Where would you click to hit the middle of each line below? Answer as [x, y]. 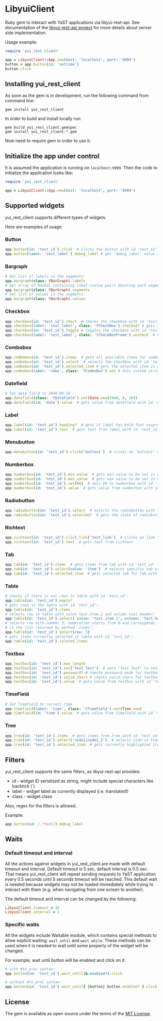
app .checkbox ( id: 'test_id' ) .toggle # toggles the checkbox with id [76, 330]
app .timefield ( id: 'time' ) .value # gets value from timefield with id [79, 713]
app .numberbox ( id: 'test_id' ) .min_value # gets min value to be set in [80, 475]
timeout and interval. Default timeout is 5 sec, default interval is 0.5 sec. [77, 869]
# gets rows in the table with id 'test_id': [52, 605]
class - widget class [32, 796]
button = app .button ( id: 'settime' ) [42, 64]
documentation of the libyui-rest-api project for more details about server [78, 27]
